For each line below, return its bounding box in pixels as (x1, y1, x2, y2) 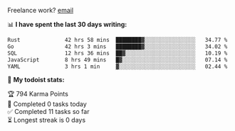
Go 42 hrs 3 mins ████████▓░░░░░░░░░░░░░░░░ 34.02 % (7, 42, 228, 50)
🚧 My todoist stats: (7, 76, 65, 84)
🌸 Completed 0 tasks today (7, 100, 87, 108)
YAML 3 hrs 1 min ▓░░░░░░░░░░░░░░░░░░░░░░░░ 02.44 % (7, 63, 228, 70)
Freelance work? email (7, 6, 73, 14)
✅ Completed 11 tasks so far (7, 108, 90, 116)
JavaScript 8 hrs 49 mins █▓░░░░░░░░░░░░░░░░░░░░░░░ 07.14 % (7, 56, 228, 63)
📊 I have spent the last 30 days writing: (7, 21, 127, 28)
